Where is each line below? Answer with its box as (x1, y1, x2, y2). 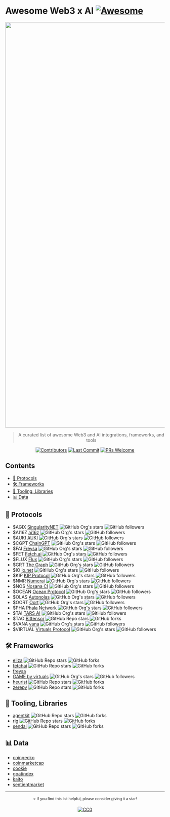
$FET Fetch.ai (12, 550, 42, 557)
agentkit (12, 713, 30, 719)
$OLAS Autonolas (12, 593, 50, 600)
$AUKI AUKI (12, 535, 38, 541)
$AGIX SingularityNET (12, 524, 59, 530)
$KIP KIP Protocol (12, 572, 50, 578)
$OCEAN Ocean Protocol (12, 588, 65, 595)
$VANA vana (12, 621, 39, 627)
